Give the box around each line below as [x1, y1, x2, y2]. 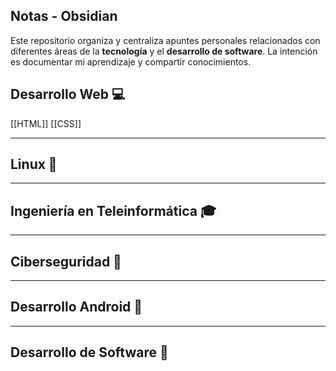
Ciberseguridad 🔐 [10, 253, 122, 270]
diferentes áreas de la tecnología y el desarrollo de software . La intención [10, 45, 318, 57]
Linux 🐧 [10, 156, 58, 173]
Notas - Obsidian [10, 8, 118, 25]
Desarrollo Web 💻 [10, 86, 126, 103]
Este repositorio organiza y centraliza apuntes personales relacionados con [10, 34, 321, 46]
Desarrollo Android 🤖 [10, 299, 143, 316]
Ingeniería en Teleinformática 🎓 [10, 202, 217, 219]
